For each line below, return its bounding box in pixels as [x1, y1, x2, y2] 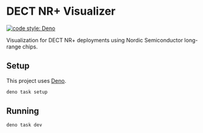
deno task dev [6, 122, 43, 128]
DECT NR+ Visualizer [6, 4, 116, 18]
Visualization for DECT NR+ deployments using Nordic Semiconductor [6, 36, 183, 44]
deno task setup [6, 89, 48, 95]
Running [6, 106, 40, 116]
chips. [22, 43, 38, 50]
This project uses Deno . [6, 77, 67, 84]
